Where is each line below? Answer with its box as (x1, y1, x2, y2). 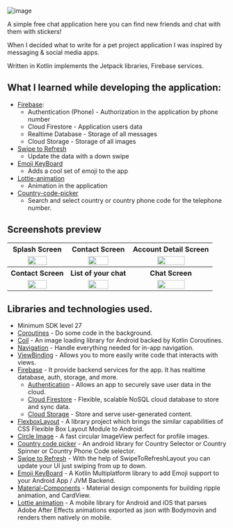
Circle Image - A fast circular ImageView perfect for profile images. (17, 432, 210, 440)
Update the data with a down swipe (27, 151, 130, 160)
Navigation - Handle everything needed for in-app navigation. (17, 344, 195, 352)
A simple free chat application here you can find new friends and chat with (7, 20, 221, 28)
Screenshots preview (7, 224, 102, 236)
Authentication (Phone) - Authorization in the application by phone (27, 108, 218, 116)
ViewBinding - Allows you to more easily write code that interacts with (17, 351, 218, 359)
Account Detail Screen (132, 244, 209, 254)
